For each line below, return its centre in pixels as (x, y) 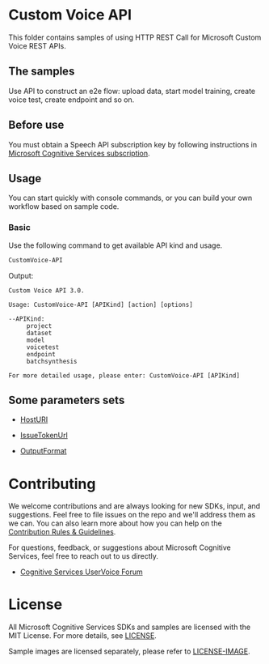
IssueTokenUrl (44, 436)
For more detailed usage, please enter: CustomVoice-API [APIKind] (124, 375)
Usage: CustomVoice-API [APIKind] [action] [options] (101, 304)
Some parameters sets (67, 400)
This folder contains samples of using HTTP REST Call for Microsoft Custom (135, 37)
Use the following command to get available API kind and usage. (116, 245)
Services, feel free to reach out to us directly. (84, 556)
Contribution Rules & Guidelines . (62, 532)
